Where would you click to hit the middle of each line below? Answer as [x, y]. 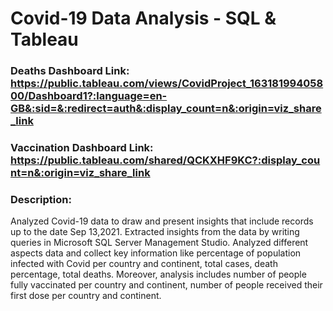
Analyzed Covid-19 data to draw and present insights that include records [162, 221]
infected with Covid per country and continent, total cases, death [144, 264]
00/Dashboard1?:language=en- [89, 96]
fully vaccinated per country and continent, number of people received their [166, 285]
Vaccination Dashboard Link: [82, 148]
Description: [41, 199]
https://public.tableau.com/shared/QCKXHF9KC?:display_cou [165, 160]
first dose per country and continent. [86, 296]
